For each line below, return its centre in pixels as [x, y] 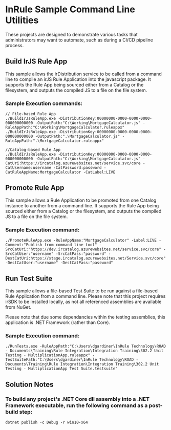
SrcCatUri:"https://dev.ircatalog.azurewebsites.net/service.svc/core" [83, 249]
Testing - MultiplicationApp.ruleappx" [48, 355]
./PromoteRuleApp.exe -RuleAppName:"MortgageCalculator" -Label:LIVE [81, 241]
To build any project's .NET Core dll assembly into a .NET [78, 399]
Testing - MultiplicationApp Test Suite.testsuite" [61, 369]
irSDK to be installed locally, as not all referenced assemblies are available [83, 302]
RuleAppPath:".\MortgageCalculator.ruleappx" [55, 141]
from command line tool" [71, 245]
